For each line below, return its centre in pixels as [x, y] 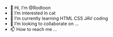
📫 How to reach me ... [33, 29]
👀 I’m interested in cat [33, 13]
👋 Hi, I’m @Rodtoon [30, 8]
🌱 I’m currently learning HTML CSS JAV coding [59, 18]
